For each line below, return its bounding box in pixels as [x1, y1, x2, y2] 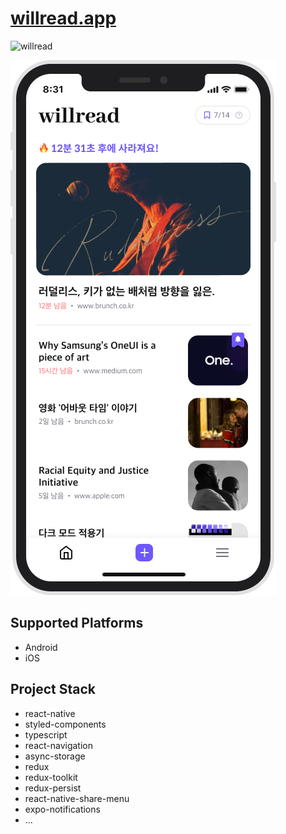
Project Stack [10, 681, 97, 698]
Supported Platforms [10, 615, 144, 632]
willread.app [10, 7, 117, 30]
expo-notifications [24, 803, 101, 815]
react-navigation [24, 739, 94, 751]
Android [24, 641, 58, 653]
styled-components [24, 718, 107, 730]
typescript [24, 728, 68, 741]
